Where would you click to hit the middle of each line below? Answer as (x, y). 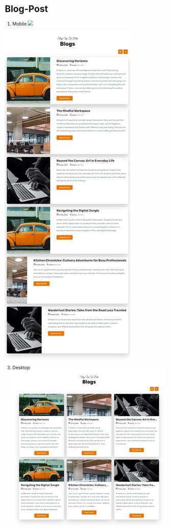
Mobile (19, 24)
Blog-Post (27, 9)
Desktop (21, 367)
